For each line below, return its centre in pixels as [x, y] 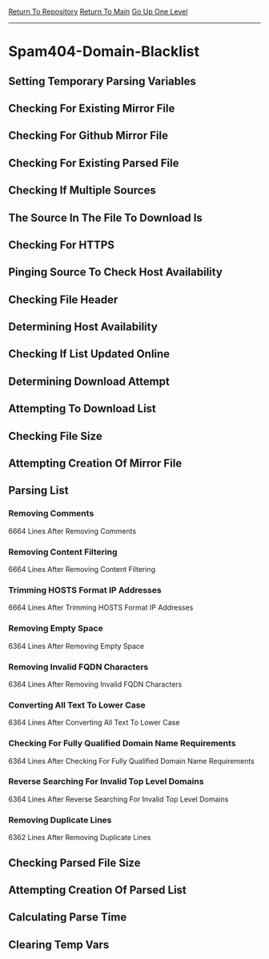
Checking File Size [55, 436]
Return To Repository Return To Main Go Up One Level [98, 12]
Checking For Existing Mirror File [92, 108]
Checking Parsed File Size [74, 863]
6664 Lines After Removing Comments [72, 531]
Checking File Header [63, 299]
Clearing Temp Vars [59, 944]
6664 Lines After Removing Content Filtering [82, 569]
